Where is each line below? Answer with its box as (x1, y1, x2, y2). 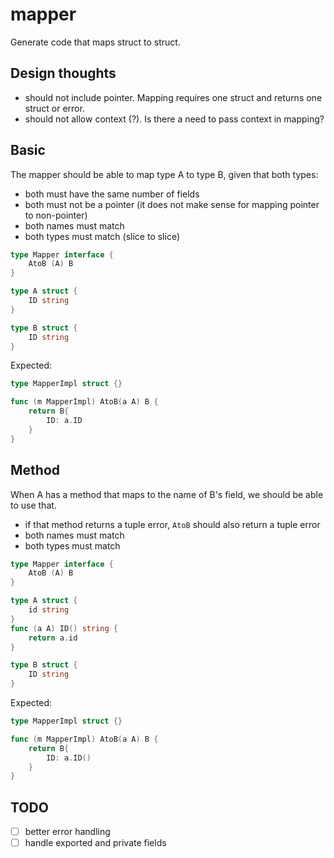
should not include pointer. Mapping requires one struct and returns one (24, 91, 323, 103)
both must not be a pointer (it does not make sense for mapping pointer (24, 198, 320, 210)
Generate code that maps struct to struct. (10, 36, 181, 48)
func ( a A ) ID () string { (10, 623, 118, 633)
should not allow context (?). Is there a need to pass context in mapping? (24, 113, 325, 125)
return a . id (28, 633, 78, 643)
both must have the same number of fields (24, 188, 200, 200)
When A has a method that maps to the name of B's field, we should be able (10, 488, 324, 500)
